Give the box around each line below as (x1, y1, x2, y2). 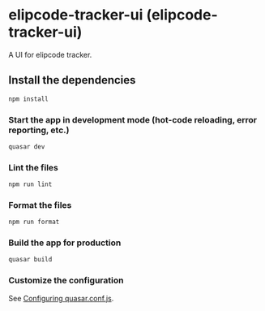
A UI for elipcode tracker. (8, 50, 92, 59)
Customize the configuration (8, 274, 124, 286)
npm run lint (8, 180, 53, 188)
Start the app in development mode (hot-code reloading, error (8, 114, 258, 125)
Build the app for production (8, 237, 122, 248)
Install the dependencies (8, 73, 136, 87)
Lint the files (8, 162, 58, 173)
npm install (8, 95, 49, 103)
